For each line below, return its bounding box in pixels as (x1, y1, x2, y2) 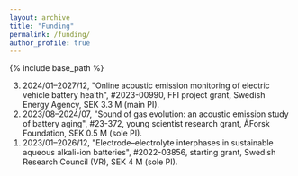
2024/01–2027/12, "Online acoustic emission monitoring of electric (22, 80, 270, 91)
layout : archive (9, 13, 70, 22)
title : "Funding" (9, 22, 75, 31)
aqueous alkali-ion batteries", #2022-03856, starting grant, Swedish (22, 147, 276, 158)
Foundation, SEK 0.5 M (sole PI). (22, 128, 142, 139)
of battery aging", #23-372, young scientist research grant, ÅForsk (22, 119, 270, 129)
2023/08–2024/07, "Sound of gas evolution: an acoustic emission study (22, 109, 290, 119)
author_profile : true (9, 38, 91, 48)
